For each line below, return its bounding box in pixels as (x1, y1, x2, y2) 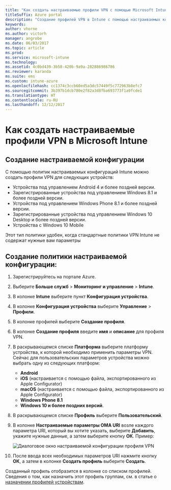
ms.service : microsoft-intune (5, 55, 70, 60)
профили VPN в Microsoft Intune (5, 135, 148, 147)
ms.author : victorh (5, 31, 47, 36)
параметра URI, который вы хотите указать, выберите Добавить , (12, 427, 155, 433)
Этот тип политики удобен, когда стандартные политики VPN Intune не (5, 232, 160, 238)
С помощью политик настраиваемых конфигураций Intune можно (5, 169, 149, 175)
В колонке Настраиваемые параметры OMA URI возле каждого (12, 422, 154, 428)
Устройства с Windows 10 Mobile (12, 222, 84, 228)
